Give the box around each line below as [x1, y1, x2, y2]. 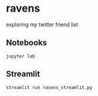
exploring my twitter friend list [6, 21, 79, 28]
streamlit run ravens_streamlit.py [6, 84, 93, 90]
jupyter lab [6, 53, 35, 59]
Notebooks [6, 38, 47, 48]
